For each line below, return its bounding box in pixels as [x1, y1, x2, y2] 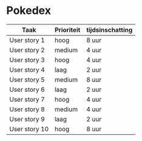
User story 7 [9, 95, 46, 103]
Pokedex [6, 4, 52, 18]
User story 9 [9, 115, 46, 123]
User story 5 [9, 75, 46, 84]
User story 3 [9, 55, 46, 64]
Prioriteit [54, 26, 81, 34]
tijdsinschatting [86, 26, 133, 34]
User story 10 [9, 125, 49, 133]
